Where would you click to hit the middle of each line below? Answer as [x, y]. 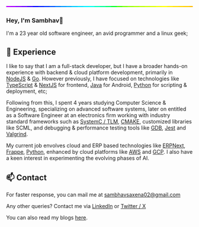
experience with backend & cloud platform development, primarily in [89, 73]
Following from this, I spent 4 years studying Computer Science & [86, 103]
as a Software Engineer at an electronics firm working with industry [88, 115]
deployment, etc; [27, 91]
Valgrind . [17, 134]
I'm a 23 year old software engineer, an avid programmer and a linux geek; [97, 33]
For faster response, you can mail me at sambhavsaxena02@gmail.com [93, 194]
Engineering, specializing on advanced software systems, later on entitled [96, 109]
